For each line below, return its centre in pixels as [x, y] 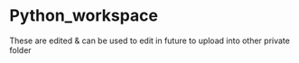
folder [20, 49]
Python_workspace [84, 16]
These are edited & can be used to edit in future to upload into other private [150, 40]
